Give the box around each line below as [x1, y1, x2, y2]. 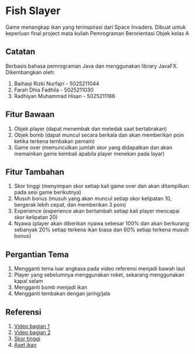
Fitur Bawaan [5, 110, 55, 120]
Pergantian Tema [5, 250, 69, 259]
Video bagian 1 [13, 323, 50, 329]
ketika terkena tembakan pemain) [13, 137, 95, 144]
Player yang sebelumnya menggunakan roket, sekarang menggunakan [13, 271, 184, 278]
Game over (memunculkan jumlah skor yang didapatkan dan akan [13, 144, 173, 151]
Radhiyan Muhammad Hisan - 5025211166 [13, 92, 115, 99]
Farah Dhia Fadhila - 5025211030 [13, 86, 94, 93]
